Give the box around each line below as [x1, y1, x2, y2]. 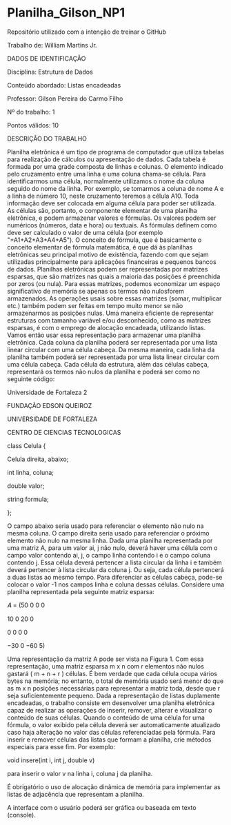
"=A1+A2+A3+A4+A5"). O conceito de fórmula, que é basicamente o [7, 236, 202, 244]
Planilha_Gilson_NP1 [7, 5, 125, 21]
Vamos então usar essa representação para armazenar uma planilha [7, 331, 201, 339]
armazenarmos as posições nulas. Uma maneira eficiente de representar [7, 309, 214, 317]
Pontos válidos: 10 [7, 121, 59, 129]
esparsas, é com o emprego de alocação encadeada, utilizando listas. [7, 323, 206, 332]
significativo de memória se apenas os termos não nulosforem [7, 287, 185, 295]
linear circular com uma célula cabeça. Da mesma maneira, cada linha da [7, 345, 215, 354]
